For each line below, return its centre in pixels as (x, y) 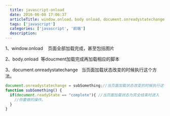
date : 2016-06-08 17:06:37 (38, 15)
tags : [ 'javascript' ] (33, 24)
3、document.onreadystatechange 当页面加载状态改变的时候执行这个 (79, 70)
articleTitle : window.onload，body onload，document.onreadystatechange (87, 19)
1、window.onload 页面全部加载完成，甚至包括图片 (60, 48)
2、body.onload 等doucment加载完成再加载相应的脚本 (62, 59)
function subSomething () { (34, 90)
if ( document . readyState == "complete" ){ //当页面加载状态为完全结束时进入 (84, 95)
